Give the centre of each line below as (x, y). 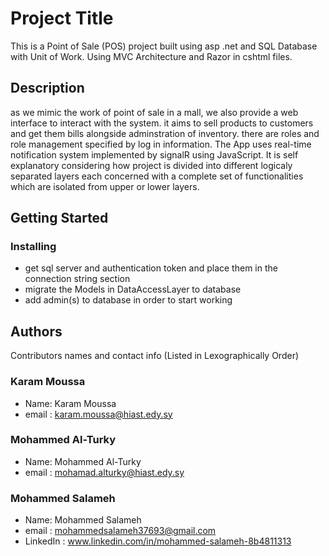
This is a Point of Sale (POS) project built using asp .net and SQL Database (164, 46)
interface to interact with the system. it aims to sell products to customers (162, 123)
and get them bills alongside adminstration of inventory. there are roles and (165, 133)
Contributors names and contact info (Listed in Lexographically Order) (155, 356)
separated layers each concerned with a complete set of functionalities (157, 176)
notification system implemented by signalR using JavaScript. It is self (154, 154)
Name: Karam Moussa (70, 403)
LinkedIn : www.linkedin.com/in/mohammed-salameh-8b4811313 (158, 541)
